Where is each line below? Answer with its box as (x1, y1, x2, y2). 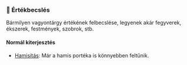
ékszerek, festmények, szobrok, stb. (6, 25, 94, 32)
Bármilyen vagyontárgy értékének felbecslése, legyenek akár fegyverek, (6, 19, 182, 26)
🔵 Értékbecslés (6, 6, 50, 14)
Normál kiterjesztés (6, 39, 56, 46)
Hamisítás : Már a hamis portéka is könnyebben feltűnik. (14, 52, 149, 59)
